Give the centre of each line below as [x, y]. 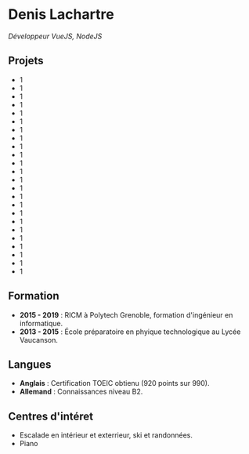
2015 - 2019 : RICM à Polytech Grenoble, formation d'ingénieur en [126, 314]
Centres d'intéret [51, 416]
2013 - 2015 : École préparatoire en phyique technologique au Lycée [130, 332]
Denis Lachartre [61, 15]
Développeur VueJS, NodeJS [55, 36]
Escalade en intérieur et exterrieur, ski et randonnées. [106, 435]
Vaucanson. [39, 340]
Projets [26, 61]
